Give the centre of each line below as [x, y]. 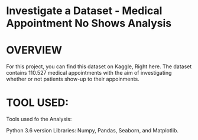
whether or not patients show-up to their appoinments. [73, 79]
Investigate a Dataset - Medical [84, 11]
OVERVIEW [34, 50]
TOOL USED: [38, 103]
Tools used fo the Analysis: [39, 119]
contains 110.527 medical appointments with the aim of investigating [89, 73]
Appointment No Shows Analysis [89, 23]
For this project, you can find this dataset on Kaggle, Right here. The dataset [99, 66]
